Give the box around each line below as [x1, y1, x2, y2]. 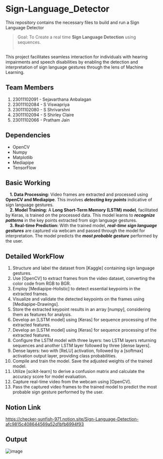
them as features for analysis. [12, 312, 72, 318]
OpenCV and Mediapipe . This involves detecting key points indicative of [5, 197, 152, 203]
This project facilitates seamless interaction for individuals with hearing [5, 53, 148, 59]
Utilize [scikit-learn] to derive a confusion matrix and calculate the [12, 369, 145, 374]
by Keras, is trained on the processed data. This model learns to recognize [5, 212, 155, 218]
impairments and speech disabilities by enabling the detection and [5, 59, 138, 65]
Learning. [5, 69, 25, 75]
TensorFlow [12, 164, 36, 171]
